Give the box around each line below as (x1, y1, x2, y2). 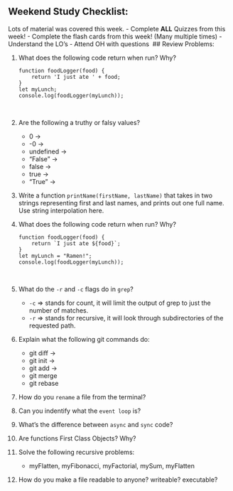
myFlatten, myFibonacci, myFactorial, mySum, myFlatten (28, 461, 195, 470)
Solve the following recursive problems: (18, 448, 135, 456)
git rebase (28, 379, 59, 387)
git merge (28, 371, 58, 379)
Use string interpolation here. (18, 206, 104, 215)
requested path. (28, 321, 76, 330)
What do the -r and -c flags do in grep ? (18, 284, 134, 293)
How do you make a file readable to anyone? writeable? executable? (18, 475, 218, 484)
